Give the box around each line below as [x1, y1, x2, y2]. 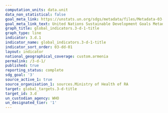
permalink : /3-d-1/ [5, 58, 46, 63]
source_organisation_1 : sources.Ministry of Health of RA [5, 81, 128, 86]
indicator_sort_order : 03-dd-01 [5, 44, 72, 49]
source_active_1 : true [5, 77, 52, 82]
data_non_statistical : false [5, 12, 66, 17]
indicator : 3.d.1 [5, 35, 41, 40]
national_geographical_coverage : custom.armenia [5, 53, 108, 59]
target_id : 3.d [5, 91, 37, 96]
